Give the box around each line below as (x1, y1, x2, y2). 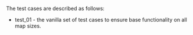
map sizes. (14, 23, 41, 29)
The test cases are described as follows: (6, 5, 105, 12)
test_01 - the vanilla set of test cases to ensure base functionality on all (14, 16, 187, 23)
